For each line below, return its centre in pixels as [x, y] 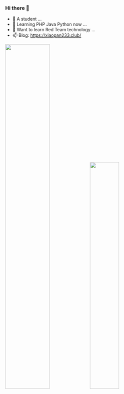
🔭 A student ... [27, 19]
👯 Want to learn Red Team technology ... [54, 30]
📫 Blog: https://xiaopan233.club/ [47, 35]
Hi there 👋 [17, 8]
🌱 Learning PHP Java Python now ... [49, 24]
